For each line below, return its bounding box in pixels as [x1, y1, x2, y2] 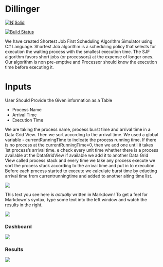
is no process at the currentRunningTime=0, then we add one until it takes [5, 142, 153, 148]
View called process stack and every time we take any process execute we [5, 157, 156, 163]
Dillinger [5, 3, 40, 15]
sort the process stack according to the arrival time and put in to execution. [5, 162, 156, 168]
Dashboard [5, 223, 32, 230]
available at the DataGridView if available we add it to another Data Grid [5, 152, 148, 158]
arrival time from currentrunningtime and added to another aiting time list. [5, 173, 152, 178]
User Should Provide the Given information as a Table [5, 97, 112, 103]
